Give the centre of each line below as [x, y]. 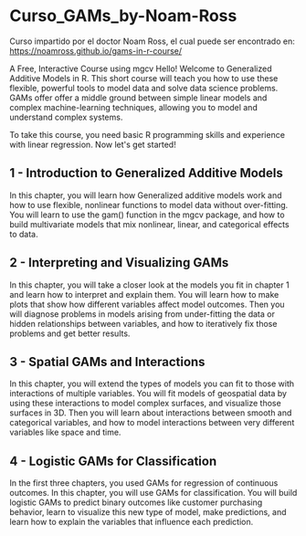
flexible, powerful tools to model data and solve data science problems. [144, 88]
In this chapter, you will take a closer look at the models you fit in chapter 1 [149, 285]
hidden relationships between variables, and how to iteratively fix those [143, 323]
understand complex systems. [66, 117]
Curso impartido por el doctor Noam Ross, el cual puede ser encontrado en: [152, 41]
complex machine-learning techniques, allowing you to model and [133, 107]
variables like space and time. [65, 432]
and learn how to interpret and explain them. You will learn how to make [144, 294]
